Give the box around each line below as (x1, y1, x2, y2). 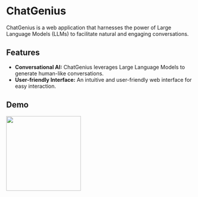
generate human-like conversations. (14, 70, 104, 77)
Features (6, 48, 40, 58)
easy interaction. (14, 82, 57, 90)
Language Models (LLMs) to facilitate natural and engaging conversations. (6, 30, 189, 37)
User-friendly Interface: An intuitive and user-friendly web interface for (14, 76, 192, 83)
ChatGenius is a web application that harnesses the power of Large (6, 24, 172, 31)
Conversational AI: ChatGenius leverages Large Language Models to (14, 63, 185, 70)
